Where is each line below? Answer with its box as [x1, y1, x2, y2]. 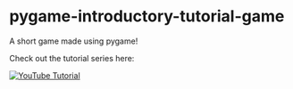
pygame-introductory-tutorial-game [9, 6, 285, 27]
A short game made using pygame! [9, 36, 138, 46]
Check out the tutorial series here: [9, 53, 135, 63]
